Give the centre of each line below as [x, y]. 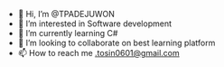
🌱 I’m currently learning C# [68, 33]
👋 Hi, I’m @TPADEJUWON [66, 14]
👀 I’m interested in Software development [94, 24]
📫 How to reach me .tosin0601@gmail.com [98, 53]
